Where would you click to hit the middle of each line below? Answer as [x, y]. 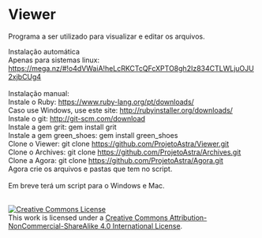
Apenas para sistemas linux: [54, 60]
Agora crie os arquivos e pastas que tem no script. [90, 169]
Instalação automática [44, 51]
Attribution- [188, 218]
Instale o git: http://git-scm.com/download [77, 118]
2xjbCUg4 [25, 76]
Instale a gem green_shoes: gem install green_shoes [93, 135]
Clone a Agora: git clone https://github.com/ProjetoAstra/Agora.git [116, 160]
